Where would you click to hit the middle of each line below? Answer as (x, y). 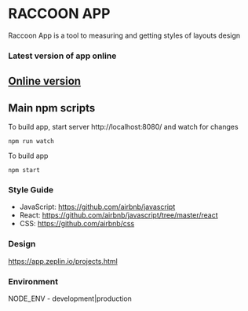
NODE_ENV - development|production (70, 298)
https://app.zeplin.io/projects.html (63, 261)
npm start (24, 170)
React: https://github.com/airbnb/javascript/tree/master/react (119, 215)
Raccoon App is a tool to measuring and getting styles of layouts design (124, 35)
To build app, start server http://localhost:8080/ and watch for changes (123, 127)
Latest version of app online (62, 56)
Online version (44, 81)
